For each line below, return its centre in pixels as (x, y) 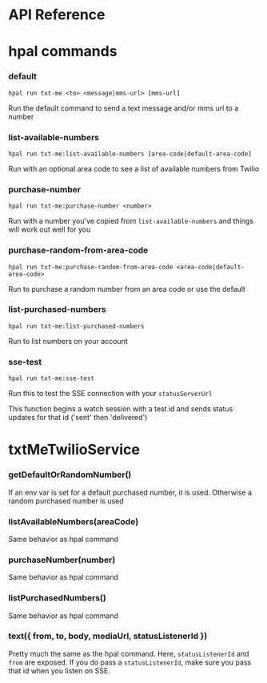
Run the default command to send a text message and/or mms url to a (124, 108)
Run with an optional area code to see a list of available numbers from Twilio (134, 168)
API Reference (57, 15)
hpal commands (63, 52)
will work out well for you (50, 229)
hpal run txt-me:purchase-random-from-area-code (91, 267)
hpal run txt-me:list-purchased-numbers (77, 326)
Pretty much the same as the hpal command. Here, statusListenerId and (129, 653)
